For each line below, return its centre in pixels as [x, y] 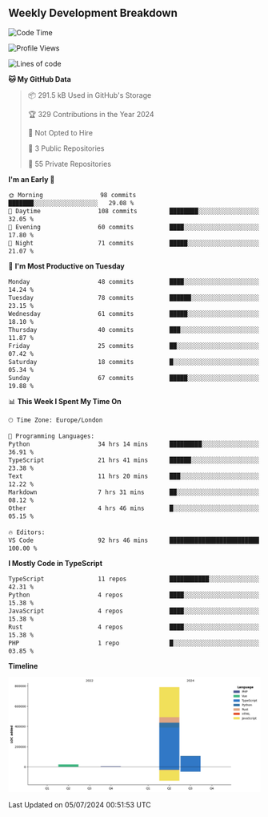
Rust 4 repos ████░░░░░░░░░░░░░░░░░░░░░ [134, 627]
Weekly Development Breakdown [93, 13]
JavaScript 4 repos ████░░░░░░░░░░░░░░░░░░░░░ [134, 611]
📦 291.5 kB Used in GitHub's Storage [90, 95]
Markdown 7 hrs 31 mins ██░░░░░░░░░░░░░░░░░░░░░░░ [134, 492]
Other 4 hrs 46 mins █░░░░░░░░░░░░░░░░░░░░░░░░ [134, 508]
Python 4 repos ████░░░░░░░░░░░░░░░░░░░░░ [134, 595]
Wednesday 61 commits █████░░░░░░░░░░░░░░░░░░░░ [134, 313]
